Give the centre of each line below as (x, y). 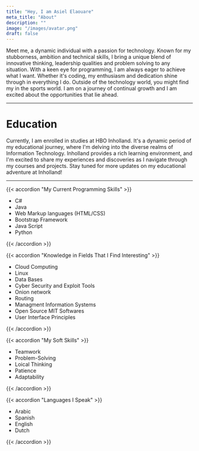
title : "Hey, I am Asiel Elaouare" (50, 12)
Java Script (28, 226)
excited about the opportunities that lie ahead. (62, 95)
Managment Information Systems (55, 305)
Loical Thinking (33, 364)
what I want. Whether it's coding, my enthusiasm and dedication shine (92, 76)
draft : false (22, 34)
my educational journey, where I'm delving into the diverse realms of (90, 147)
